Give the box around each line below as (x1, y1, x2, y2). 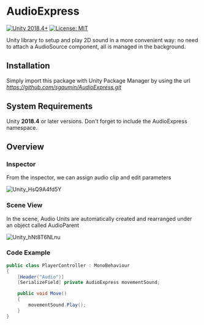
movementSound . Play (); (28, 302, 86, 308)
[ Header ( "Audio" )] (17, 274, 64, 280)
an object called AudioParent (6, 222, 80, 229)
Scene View (6, 201, 43, 209)
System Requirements (6, 101, 93, 111)
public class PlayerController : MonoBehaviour (6, 262, 130, 269)
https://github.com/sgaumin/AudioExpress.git (6, 83, 121, 91)
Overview (6, 141, 45, 152)
